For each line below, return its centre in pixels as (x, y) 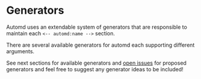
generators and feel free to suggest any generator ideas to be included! (95, 69)
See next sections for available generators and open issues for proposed (96, 63)
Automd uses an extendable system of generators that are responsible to (97, 27)
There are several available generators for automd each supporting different (100, 45)
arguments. (20, 51)
